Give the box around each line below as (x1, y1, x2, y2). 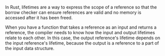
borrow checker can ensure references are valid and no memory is (5, 9, 142, 15)
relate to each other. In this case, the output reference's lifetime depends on (5, 35, 161, 41)
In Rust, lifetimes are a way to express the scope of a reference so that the (5, 4, 157, 10)
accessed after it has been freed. (5, 15, 73, 20)
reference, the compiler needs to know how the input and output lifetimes (5, 30, 155, 35)
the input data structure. (5, 46, 55, 51)
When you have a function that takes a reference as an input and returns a (5, 24, 157, 30)
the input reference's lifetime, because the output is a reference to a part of (5, 40, 160, 46)
